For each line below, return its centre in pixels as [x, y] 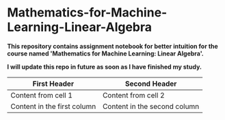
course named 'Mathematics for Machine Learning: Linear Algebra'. [105, 53]
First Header [53, 84]
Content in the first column [53, 106]
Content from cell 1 [42, 95]
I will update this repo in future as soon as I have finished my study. [104, 67]
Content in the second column [151, 106]
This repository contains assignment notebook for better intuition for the [113, 46]
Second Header [151, 84]
